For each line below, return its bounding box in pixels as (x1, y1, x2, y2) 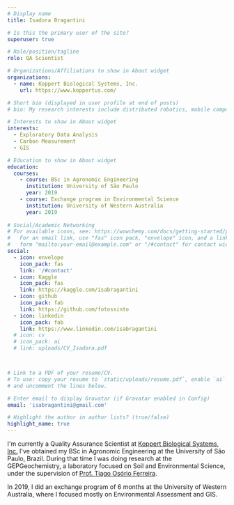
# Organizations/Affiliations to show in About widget (7, 68, 170, 75)
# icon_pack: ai (13, 339, 61, 345)
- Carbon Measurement (13, 138, 77, 145)
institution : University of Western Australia (25, 202, 164, 209)
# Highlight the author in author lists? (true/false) (7, 414, 170, 421)
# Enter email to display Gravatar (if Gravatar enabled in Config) (7, 395, 210, 402)
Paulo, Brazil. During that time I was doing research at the (7, 454, 173, 463)
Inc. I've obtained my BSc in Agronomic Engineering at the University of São (7, 447, 226, 455)
